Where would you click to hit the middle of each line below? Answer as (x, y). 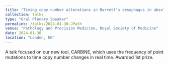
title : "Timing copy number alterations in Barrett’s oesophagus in (78, 10)
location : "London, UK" (30, 38)
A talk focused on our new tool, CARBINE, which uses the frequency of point (84, 52)
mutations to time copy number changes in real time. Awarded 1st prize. (79, 57)
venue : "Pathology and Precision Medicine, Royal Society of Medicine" (82, 28)
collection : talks (24, 14)
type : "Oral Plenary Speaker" (37, 19)
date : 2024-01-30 (23, 33)
